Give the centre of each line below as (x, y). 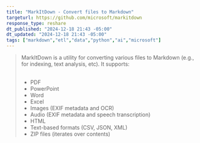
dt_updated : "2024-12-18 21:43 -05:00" (57, 35)
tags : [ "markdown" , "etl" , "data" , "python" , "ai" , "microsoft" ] (84, 40)
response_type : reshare (36, 23)
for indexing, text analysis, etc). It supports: (75, 64)
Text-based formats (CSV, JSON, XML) (79, 127)
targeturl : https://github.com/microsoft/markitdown (74, 18)
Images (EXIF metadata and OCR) (72, 108)
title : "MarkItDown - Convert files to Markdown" (70, 12)
